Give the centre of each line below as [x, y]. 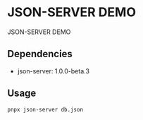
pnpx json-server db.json [45, 109]
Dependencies [40, 54]
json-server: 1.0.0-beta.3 [54, 71]
